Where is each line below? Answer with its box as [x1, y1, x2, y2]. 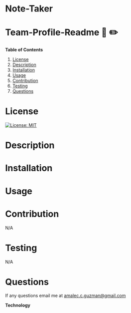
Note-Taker [5, 3, 53, 14]
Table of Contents [5, 47, 43, 53]
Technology [5, 303, 31, 309]
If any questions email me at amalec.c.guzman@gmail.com [5, 293, 126, 299]
